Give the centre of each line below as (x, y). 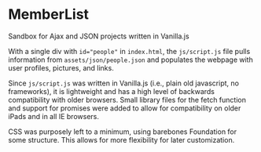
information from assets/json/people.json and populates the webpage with (130, 60)
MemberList (48, 14)
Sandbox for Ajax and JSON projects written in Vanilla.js (99, 36)
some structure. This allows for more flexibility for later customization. (121, 139)
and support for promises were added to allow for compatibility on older (125, 108)
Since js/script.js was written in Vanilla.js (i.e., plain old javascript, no (124, 83)
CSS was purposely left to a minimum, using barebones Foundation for (123, 132)
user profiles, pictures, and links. (61, 67)
